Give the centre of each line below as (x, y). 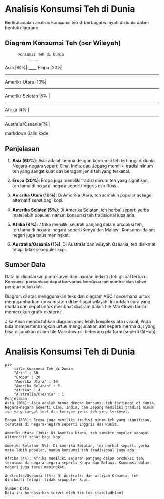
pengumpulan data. (25, 287)
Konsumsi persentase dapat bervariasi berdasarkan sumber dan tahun (76, 282)
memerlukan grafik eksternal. (35, 312)
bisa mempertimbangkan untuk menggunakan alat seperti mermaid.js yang (81, 326)
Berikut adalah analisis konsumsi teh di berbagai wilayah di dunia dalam (77, 22)
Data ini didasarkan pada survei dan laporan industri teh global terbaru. (77, 277)
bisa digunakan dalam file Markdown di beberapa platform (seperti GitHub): (81, 332)
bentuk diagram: (21, 27)
